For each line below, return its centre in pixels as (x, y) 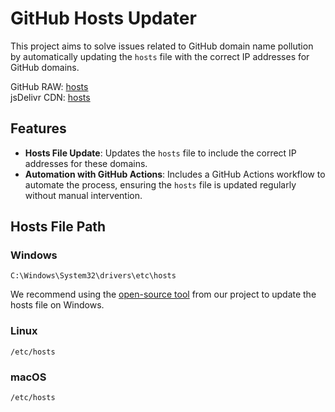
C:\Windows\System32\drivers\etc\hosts (93, 276)
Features (38, 128)
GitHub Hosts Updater (103, 18)
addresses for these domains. (86, 163)
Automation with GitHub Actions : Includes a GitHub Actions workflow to (175, 174)
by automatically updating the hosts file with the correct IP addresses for (160, 56)
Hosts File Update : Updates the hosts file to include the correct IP (160, 153)
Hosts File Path (58, 227)
